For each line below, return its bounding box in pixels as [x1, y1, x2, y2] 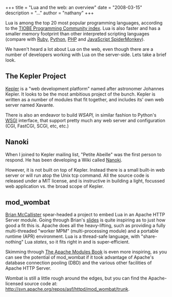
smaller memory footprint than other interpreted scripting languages [5, 31, 150, 36]
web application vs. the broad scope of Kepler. [5, 183, 104, 189]
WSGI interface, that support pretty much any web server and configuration [5, 117, 165, 123]
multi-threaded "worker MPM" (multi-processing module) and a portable [5, 228, 159, 234]
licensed [5, 281, 24, 287]
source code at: [24, 281, 58, 287]
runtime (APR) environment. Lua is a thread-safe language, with [5, 233, 140, 239]
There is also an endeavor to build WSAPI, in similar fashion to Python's [5, 112, 157, 118]
